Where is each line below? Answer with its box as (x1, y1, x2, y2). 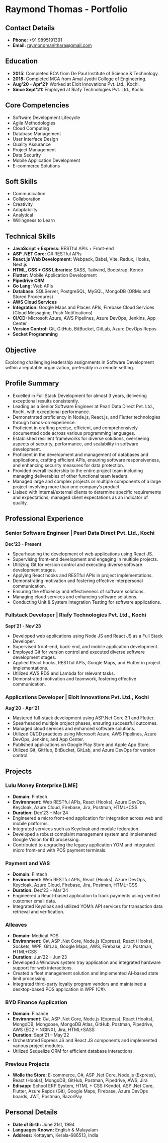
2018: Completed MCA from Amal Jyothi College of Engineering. (12, 76, 147, 82)
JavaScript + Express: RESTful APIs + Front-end (12, 246, 114, 252)
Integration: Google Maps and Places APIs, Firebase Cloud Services (12, 304, 155, 311)
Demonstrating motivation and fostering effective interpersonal (12, 578, 143, 584)
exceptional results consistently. (12, 397, 79, 404)
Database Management (12, 130, 61, 137)
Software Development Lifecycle (12, 115, 80, 121)
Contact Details (5, 24, 55, 32)
